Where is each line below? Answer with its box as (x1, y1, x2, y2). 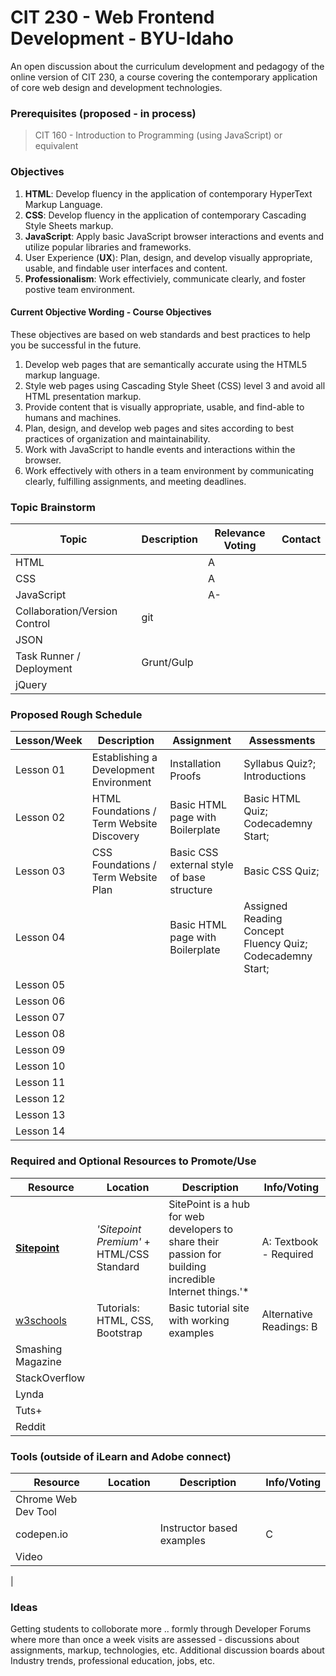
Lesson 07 (15, 1011, 66, 1025)
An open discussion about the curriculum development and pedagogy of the (10, 60, 325, 72)
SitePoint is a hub (168, 1197, 250, 1211)
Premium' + (96, 1234, 151, 1248)
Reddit (15, 1419, 47, 1433)
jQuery (15, 678, 48, 692)
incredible (168, 1272, 216, 1286)
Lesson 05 (15, 978, 66, 992)
